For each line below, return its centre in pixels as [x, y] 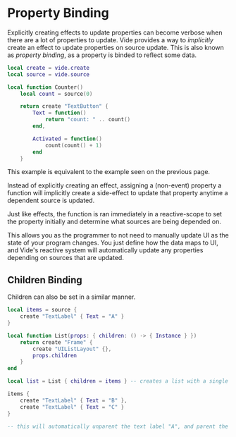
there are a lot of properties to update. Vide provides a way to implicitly [110, 39]
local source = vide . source [49, 74]
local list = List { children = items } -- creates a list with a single [118, 381]
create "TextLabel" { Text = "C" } [72, 407]
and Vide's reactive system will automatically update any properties [105, 250]
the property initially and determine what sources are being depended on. [114, 222]
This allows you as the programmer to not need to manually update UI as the [118, 235]
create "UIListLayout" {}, [72, 349]
